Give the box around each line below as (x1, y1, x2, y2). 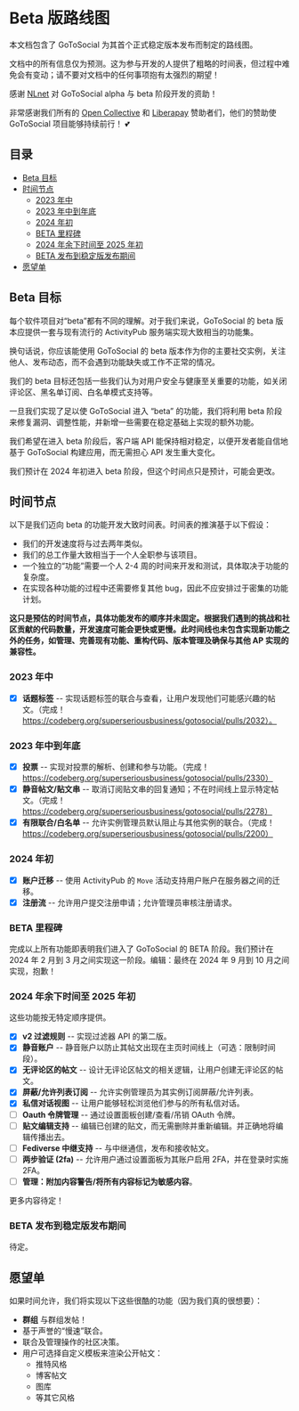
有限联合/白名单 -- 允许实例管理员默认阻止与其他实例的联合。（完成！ (21, 817, 275, 828)
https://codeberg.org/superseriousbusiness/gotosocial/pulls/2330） (21, 772, 273, 784)
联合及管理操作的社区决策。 (21, 1336, 125, 1347)
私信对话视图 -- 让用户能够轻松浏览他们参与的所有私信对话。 (21, 1097, 245, 1109)
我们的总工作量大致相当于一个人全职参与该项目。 (21, 550, 202, 560)
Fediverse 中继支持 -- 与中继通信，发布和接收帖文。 (21, 1142, 214, 1154)
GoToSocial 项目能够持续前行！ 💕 (9, 118, 131, 129)
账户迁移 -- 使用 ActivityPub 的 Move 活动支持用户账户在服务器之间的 (21, 875, 273, 885)
